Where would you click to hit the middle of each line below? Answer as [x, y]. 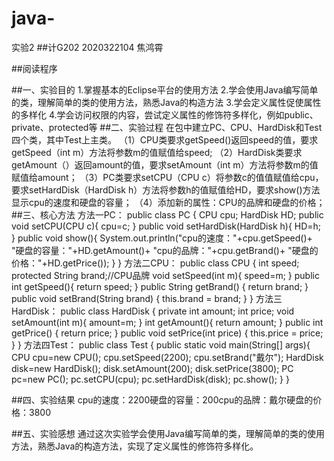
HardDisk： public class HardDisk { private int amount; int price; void [153, 311]
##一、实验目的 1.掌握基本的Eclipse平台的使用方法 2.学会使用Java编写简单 [165, 89]
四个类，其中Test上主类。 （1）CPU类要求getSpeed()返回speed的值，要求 [165, 139]
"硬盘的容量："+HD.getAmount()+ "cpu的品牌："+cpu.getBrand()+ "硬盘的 [165, 250]
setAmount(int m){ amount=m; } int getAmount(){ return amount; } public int [167, 322]
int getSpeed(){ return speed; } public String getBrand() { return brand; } [160, 286]
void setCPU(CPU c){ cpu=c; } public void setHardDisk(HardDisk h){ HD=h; [166, 226]
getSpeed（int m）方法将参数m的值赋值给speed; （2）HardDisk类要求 [157, 152]
